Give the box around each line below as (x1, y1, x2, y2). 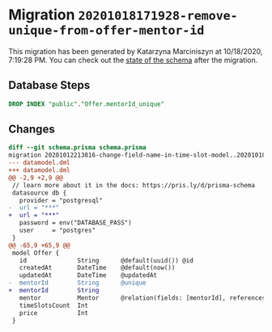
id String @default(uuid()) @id (19, 256, 194, 264)
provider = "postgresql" (19, 196, 104, 204)
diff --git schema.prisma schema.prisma (8, 144, 147, 152)
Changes (8, 123, 55, 137)
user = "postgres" (19, 226, 96, 235)
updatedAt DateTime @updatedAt (19, 271, 158, 279)
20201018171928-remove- (78, 8, 238, 23)
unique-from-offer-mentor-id (8, 23, 205, 38)
